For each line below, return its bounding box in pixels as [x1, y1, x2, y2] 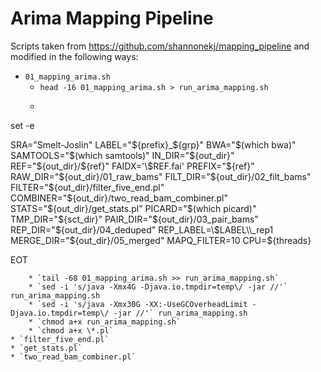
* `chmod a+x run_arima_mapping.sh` [28, 317, 182, 327]
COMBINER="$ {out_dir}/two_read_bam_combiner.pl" [10, 192, 228, 204]
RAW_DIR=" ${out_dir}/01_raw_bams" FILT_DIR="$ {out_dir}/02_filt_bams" [10, 170, 312, 182]
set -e [10, 119, 35, 131]
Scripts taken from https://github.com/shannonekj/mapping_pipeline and [10, 40, 310, 52]
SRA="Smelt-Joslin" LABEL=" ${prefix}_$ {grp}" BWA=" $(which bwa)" [10, 138, 297, 151]
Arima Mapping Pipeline [10, 7, 214, 30]
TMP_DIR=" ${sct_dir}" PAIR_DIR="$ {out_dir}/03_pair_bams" [10, 213, 259, 225]
